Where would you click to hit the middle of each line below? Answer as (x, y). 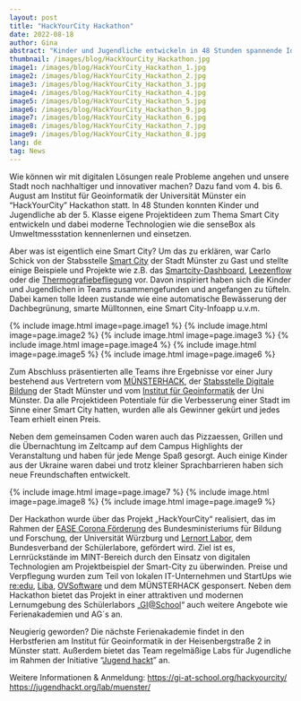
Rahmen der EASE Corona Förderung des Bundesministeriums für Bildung (146, 528)
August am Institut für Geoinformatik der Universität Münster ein (128, 195)
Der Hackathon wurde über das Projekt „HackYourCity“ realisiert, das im (142, 519)
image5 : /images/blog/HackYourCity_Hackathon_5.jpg (107, 101)
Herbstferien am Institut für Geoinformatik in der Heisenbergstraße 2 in (140, 641)
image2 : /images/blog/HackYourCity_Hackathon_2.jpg (107, 76)
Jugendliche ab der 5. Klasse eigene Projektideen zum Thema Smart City (144, 214)
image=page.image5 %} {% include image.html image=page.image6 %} (142, 354)
